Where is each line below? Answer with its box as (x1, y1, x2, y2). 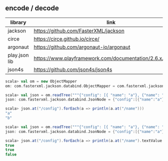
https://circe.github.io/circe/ (33, 35, 99, 42)
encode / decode (5, 4, 59, 12)
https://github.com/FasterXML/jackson (33, 27, 125, 34)
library (10, 18, 26, 25)
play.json (7, 51, 29, 58)
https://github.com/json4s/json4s (33, 66, 112, 73)
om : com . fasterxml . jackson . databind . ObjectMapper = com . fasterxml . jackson (5, 83, 164, 88)
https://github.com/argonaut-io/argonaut (33, 43, 130, 50)
